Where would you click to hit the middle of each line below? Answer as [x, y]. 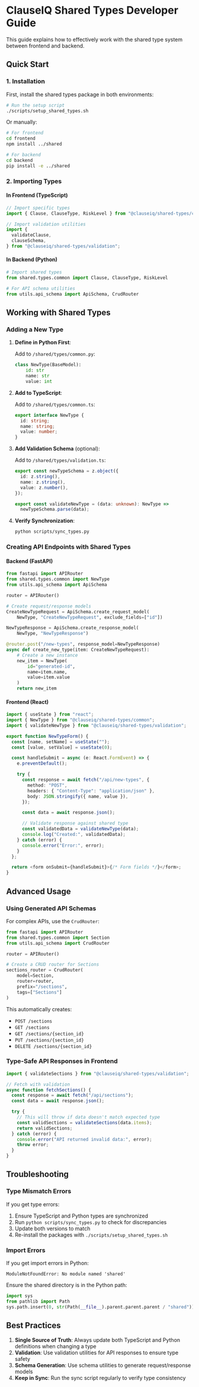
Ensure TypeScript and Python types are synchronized [81, 1216]
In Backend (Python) [32, 260]
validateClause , [31, 235]
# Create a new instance [47, 655]
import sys [20, 1296]
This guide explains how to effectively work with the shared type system [94, 39]
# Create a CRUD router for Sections [53, 965]
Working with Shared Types [58, 312]
